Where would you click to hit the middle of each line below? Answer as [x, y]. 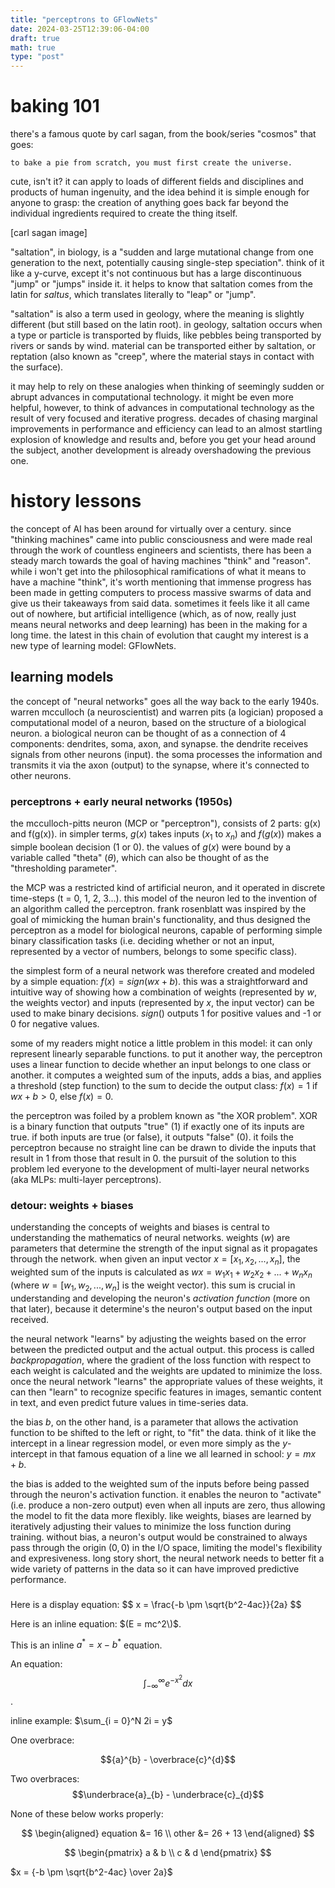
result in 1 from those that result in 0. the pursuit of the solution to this [153, 1158]
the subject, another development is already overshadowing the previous [161, 450]
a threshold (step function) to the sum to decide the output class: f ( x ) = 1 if [164, 1085]
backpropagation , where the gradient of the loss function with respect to [161, 1360]
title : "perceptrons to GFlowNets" [84, 19]
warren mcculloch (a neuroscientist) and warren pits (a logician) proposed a [167, 712]
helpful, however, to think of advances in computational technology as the [162, 408]
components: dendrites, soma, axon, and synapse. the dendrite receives [159, 743]
